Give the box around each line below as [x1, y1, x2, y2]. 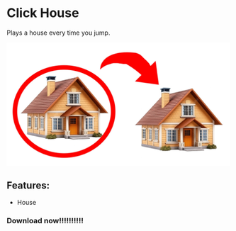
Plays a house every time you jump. [6, 28, 111, 37]
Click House [6, 5, 79, 21]
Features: [6, 179, 50, 191]
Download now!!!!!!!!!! [6, 216, 84, 226]
